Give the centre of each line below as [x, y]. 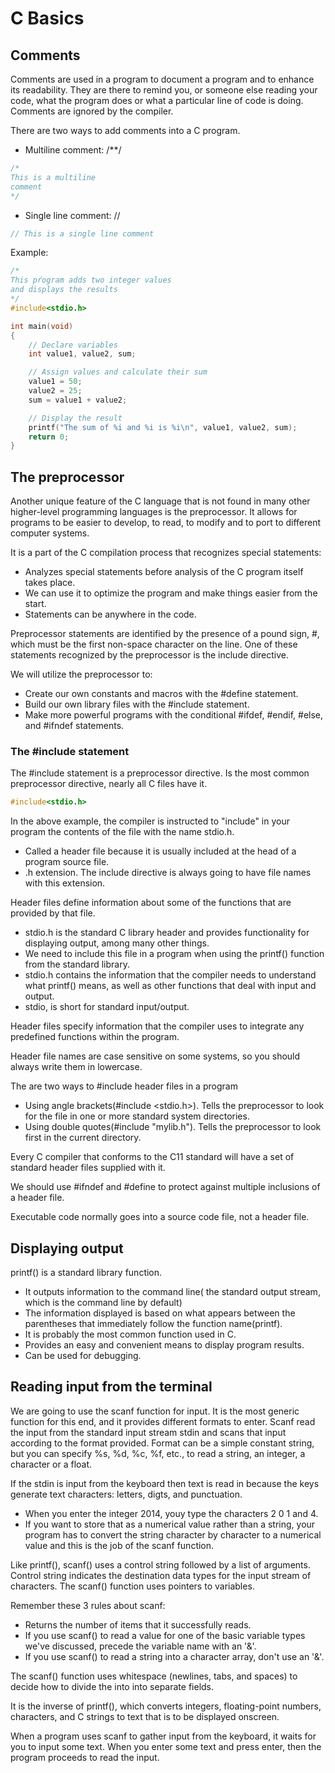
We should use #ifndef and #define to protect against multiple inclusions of [165, 1187]
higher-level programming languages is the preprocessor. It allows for [154, 512]
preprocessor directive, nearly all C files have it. [109, 784]
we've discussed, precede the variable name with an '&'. [140, 1646]
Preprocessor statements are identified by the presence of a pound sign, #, [165, 634]
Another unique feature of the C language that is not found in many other [160, 501]
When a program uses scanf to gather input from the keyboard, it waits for [163, 1736]
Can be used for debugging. [83, 1356]
